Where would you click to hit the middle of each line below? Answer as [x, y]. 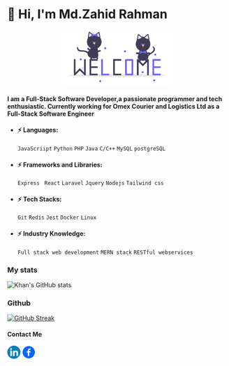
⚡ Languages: [38, 130]
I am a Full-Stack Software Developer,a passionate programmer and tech [115, 99]
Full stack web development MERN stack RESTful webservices [105, 252]
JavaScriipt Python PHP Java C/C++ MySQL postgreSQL [91, 148]
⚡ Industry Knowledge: [51, 234]
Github [19, 303]
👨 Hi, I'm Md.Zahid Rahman [87, 14]
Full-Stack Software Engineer [51, 114]
